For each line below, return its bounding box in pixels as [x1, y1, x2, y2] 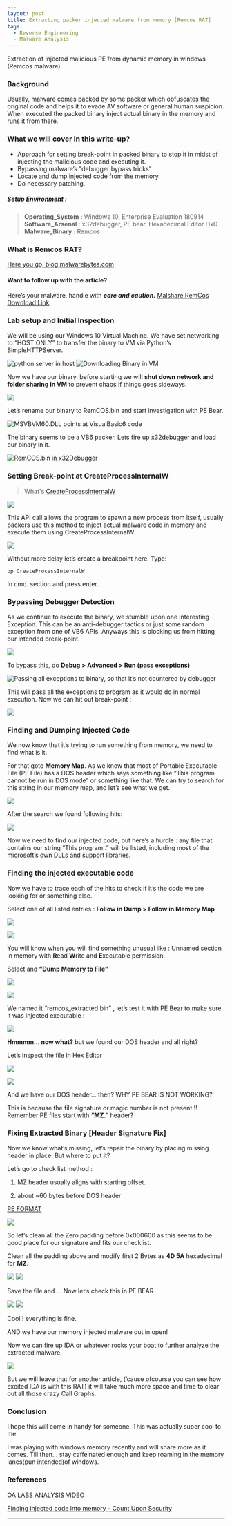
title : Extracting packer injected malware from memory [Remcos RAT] [7, 17, 212, 23]
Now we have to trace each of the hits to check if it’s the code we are [7, 884, 204, 892]
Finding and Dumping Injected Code [7, 726, 130, 735]
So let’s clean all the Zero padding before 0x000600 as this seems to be [7, 1230, 213, 1239]
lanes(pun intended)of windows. [7, 1458, 99, 1466]
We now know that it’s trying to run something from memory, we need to [7, 741, 213, 749]
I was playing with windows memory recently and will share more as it [7, 1443, 206, 1451]
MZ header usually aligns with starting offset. [17, 1178, 146, 1186]
